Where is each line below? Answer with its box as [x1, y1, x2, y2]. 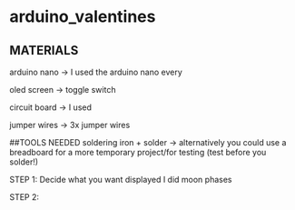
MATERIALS [9, 43, 79, 58]
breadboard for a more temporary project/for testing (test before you [9, 147, 267, 157]
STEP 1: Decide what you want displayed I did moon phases [9, 175, 232, 185]
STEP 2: [9, 192, 39, 202]
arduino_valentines [9, 6, 156, 27]
